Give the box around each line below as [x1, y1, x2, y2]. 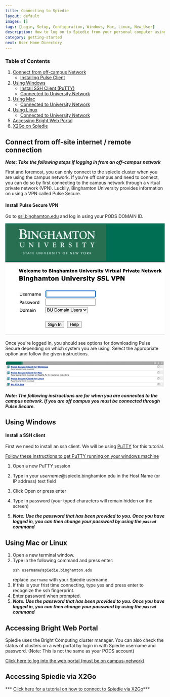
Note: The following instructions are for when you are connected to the [5, 392, 158, 398]
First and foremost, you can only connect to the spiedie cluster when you [5, 169, 158, 175]
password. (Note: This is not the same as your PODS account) [5, 648, 135, 654]
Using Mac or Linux [5, 538, 67, 547]
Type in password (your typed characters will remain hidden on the [12, 498, 153, 504]
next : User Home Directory [5, 41, 62, 46]
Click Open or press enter [12, 488, 67, 494]
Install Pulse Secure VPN [5, 202, 59, 208]
